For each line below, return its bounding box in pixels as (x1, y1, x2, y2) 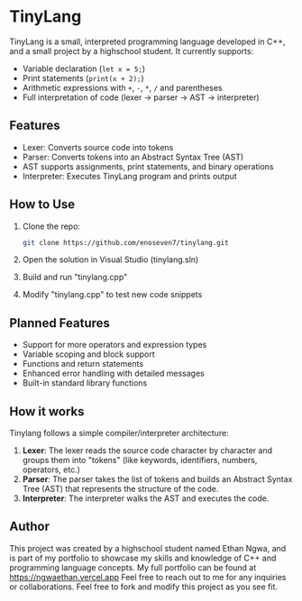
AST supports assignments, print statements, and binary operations (22, 160, 274, 172)
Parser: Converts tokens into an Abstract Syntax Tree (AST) (22, 151, 244, 162)
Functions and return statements (22, 359, 144, 369)
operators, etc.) (22, 464, 81, 475)
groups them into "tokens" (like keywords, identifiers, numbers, (22, 455, 258, 466)
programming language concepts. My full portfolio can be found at (9, 561, 257, 573)
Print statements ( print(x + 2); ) (22, 72, 144, 83)
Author (9, 519, 50, 534)
